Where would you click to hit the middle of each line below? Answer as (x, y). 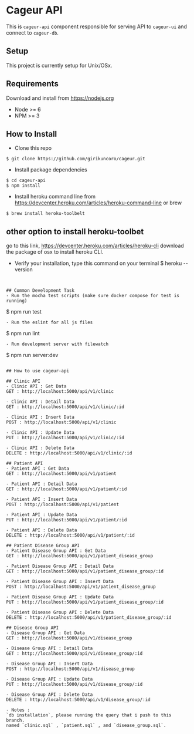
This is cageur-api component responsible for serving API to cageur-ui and (97, 26)
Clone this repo (33, 148)
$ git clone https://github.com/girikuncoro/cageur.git (76, 159)
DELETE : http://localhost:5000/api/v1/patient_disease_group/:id (89, 618)
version (24, 270)
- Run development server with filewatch (57, 344)
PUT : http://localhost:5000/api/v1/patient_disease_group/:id (85, 602)
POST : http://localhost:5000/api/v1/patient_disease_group (81, 587)
